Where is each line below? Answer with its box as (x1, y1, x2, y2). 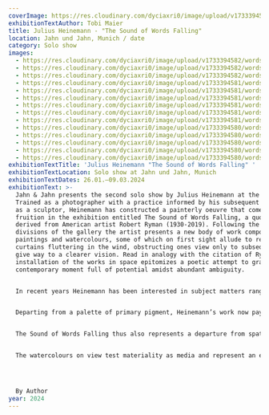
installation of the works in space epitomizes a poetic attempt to (15, 258, 249, 266)
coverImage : (8, 11, 48, 20)
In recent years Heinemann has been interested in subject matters (15, 287, 246, 295)
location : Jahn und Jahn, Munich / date (8, 34, 146, 43)
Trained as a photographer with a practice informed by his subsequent (15, 198, 260, 206)
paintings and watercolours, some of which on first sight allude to (15, 236, 252, 244)
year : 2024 (8, 394, 45, 402)
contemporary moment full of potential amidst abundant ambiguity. (15, 266, 246, 274)
